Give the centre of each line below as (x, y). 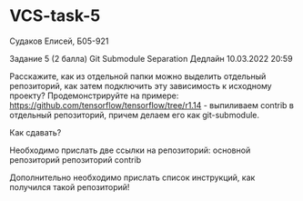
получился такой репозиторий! (70, 186)
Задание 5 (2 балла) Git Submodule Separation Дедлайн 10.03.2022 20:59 (151, 58)
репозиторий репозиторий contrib (76, 159)
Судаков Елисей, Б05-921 (59, 41)
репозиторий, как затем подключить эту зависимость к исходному (141, 85)
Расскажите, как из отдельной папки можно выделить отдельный (138, 76)
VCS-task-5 (55, 16)
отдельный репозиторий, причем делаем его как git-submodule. (135, 115)
